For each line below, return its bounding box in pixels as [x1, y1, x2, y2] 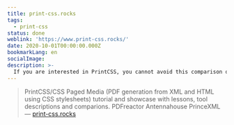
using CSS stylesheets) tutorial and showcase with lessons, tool [24, 94, 208, 103]
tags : [7, 17, 23, 24]
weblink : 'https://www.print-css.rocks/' [7, 36, 130, 43]
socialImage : [7, 56, 45, 62]
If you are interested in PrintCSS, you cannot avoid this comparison [13, 68, 223, 75]
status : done [7, 29, 45, 37]
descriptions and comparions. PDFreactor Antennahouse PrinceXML [24, 102, 221, 110]
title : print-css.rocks [7, 10, 77, 17]
